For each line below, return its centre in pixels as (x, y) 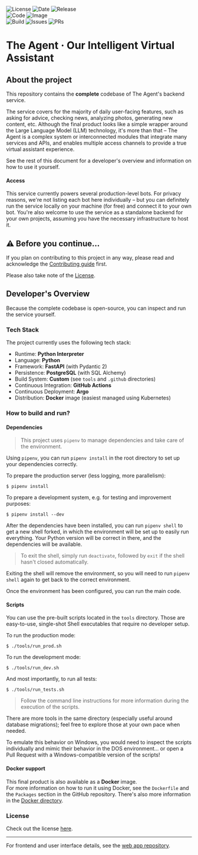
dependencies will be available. (44, 544)
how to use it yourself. (33, 167)
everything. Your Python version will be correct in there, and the (84, 538)
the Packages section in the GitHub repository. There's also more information (98, 794)
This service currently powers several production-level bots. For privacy (94, 194)
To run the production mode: (41, 635)
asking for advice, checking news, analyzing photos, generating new (90, 118)
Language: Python (37, 361)
